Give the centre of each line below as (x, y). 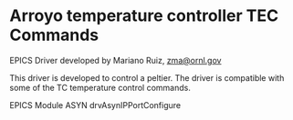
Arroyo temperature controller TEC (144, 16)
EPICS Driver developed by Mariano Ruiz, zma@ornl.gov (115, 60)
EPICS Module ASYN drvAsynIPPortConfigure (95, 105)
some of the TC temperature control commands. (100, 87)
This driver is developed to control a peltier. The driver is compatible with (147, 77)
